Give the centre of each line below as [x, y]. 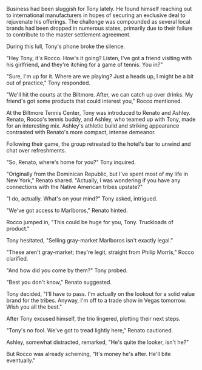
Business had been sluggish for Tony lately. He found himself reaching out [99, 9]
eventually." [21, 360]
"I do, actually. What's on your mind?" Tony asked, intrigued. [82, 199]
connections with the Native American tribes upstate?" [75, 187]
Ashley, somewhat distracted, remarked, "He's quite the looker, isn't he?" [98, 342]
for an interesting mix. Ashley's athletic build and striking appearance [93, 126]
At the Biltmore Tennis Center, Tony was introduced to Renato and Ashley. [99, 113]
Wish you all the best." [34, 307]
